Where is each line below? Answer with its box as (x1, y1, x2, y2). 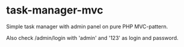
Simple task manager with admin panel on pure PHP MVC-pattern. (6, 23, 168, 30)
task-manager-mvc (6, 4, 104, 17)
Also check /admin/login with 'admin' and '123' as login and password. (6, 34, 179, 41)
